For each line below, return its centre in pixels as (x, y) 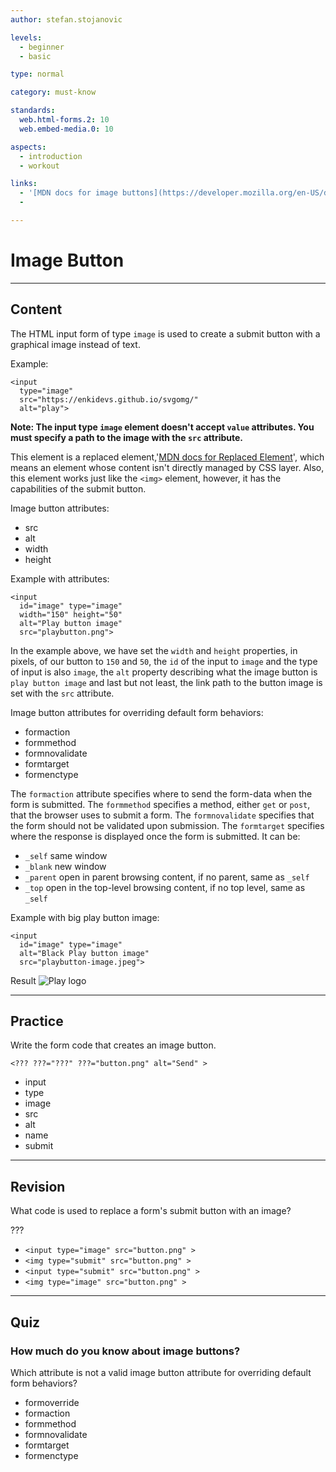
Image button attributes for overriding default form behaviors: (137, 712)
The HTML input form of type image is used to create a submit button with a (165, 333)
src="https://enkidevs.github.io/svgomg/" (109, 399)
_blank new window (65, 866)
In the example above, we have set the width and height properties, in (154, 650)
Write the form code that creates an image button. (113, 1045)
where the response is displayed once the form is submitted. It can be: (155, 836)
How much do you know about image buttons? (125, 1351)
